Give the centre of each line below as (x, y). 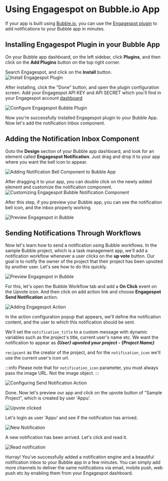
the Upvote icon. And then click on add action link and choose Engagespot (83, 292)
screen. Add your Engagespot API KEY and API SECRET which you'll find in (83, 93)
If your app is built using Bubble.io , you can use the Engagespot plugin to (81, 23)
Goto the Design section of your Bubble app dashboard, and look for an (80, 151)
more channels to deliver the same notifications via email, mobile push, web (84, 468)
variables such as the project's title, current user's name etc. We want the (82, 337)
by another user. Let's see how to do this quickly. (56, 267)
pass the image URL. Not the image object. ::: (52, 373)
